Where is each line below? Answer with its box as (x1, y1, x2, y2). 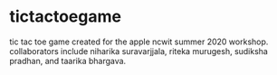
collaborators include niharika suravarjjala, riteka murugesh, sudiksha (9, 45, 269, 56)
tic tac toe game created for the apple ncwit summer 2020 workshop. (9, 36, 269, 47)
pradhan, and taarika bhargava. (9, 55, 127, 66)
